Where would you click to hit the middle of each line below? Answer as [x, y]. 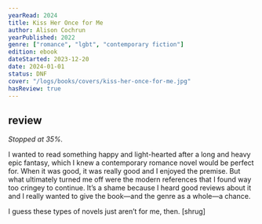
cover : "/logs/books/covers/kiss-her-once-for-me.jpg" [100, 81]
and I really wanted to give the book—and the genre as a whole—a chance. [129, 196]
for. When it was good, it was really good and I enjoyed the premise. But [124, 171]
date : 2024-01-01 [36, 67]
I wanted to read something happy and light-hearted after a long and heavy [129, 155]
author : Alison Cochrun [47, 30]
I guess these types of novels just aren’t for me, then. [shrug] [107, 211]
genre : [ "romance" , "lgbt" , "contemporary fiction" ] [96, 45]
